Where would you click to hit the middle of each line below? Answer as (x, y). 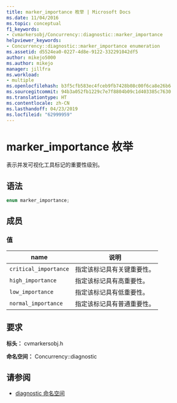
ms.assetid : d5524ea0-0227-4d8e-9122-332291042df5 (72, 52)
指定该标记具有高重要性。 (112, 281)
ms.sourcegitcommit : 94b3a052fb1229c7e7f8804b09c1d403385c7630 (89, 92)
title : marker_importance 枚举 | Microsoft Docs (69, 12)
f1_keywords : (23, 29)
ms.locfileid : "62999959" (39, 115)
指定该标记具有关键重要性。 (115, 269)
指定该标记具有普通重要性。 (115, 304)
